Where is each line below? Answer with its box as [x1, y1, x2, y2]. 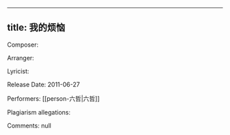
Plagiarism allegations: [7, 108, 71, 116]
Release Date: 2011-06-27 [7, 80, 80, 88]
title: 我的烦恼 [7, 22, 66, 34]
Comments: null [7, 121, 51, 130]
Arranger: [7, 53, 34, 62]
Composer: [7, 40, 39, 49]
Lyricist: [7, 66, 29, 75]
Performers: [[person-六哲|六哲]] [7, 94, 100, 103]
